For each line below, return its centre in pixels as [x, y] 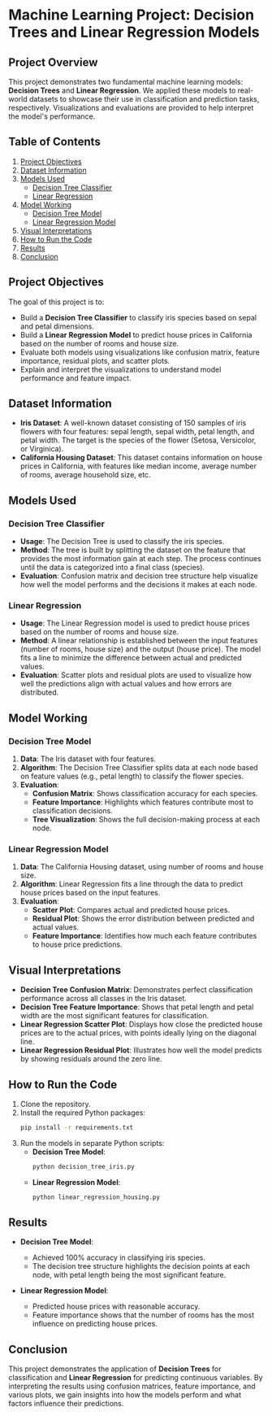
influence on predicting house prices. [95, 1324]
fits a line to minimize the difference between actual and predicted [131, 658]
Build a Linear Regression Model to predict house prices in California [136, 334]
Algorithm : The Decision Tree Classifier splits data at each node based [139, 768]
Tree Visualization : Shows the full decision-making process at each [146, 820]
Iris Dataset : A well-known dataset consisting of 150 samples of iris [133, 423]
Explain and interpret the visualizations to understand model [121, 369]
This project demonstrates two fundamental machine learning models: [126, 82]
